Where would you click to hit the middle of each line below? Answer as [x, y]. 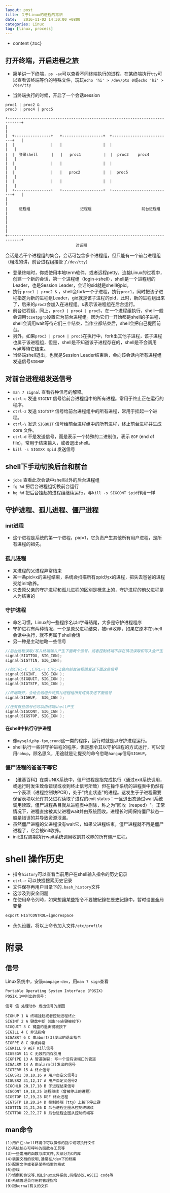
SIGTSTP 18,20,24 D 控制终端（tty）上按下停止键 [53, 1102]
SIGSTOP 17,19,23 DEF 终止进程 [37, 1097]
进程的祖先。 [30, 544]
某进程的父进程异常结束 [37, 570]
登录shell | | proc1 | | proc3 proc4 [84, 155]
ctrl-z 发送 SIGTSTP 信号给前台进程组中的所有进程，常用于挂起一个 [83, 411]
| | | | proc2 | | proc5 [67, 172]
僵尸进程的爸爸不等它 [31, 768]
